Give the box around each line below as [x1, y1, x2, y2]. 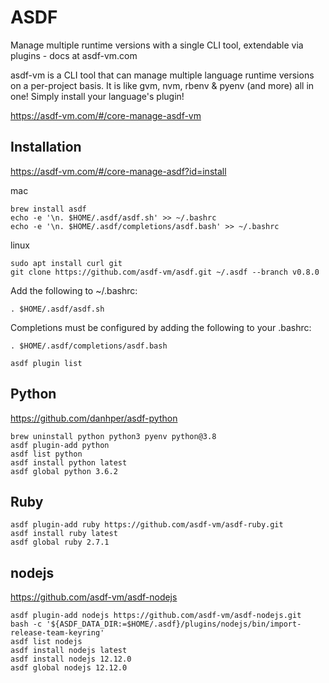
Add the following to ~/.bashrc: [10, 284, 138, 296]
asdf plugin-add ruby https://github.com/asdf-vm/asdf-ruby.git [10, 520, 284, 530]
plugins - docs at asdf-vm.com [10, 49, 138, 61]
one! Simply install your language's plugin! [10, 90, 185, 102]
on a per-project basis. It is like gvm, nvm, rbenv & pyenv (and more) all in [10, 79, 315, 91]
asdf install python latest [10, 457, 128, 468]
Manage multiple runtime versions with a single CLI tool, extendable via [10, 39, 304, 51]
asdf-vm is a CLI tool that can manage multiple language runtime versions [10, 69, 315, 81]
